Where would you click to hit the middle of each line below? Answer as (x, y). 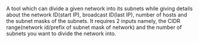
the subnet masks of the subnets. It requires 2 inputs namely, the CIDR (94, 21)
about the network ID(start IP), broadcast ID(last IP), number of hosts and (97, 15)
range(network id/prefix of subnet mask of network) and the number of (94, 27)
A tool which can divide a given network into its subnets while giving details (99, 9)
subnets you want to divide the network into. (61, 34)
